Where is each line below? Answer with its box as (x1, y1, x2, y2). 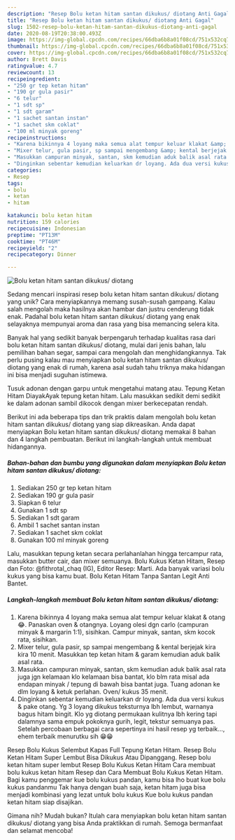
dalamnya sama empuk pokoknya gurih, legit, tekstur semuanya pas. (17, 717, 215, 726)
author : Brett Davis (7, 56, 68, 63)
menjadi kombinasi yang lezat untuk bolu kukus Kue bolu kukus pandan (7, 790, 213, 799)
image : (7, 36, 27, 43)
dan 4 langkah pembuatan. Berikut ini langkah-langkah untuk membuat (7, 435, 212, 444)
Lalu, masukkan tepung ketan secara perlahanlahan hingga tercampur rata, (7, 550, 224, 558)
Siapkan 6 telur (17, 499, 62, 507)
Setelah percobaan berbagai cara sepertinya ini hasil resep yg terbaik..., (17, 725, 225, 733)
